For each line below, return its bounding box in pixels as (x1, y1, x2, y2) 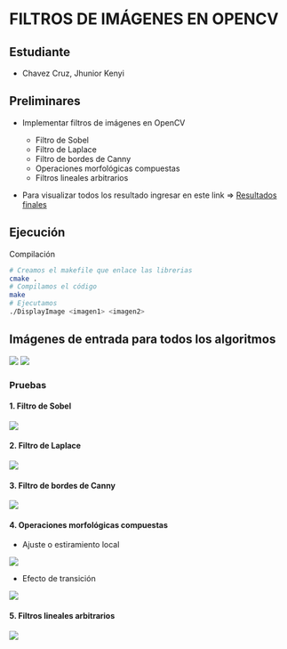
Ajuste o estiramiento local (21, 539, 120, 550)
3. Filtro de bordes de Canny (9, 480, 116, 491)
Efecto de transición (21, 573, 96, 584)
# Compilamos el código (9, 282, 98, 291)
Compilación (9, 248, 56, 259)
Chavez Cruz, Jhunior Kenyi (21, 68, 124, 78)
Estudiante (9, 45, 71, 60)
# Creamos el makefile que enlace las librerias (9, 265, 193, 275)
